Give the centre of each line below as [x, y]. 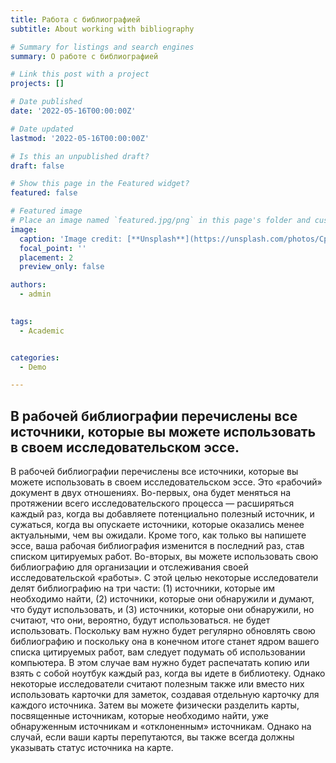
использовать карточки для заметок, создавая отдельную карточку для [165, 695]
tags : [21, 321]
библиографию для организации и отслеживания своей [129, 567]
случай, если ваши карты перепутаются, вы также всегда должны [152, 737]
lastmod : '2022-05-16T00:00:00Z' [80, 138]
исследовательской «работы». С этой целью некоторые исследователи [164, 578]
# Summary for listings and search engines [102, 47]
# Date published [46, 102]
